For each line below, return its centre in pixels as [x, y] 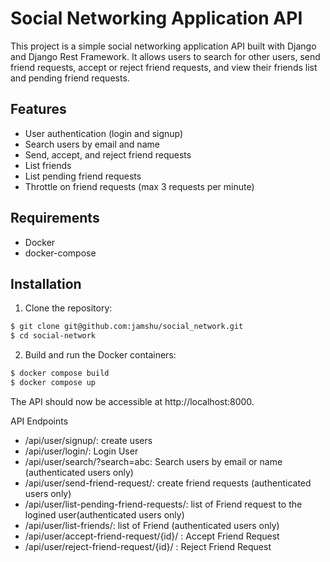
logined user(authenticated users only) [104, 514]
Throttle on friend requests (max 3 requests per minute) [139, 186]
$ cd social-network [53, 336]
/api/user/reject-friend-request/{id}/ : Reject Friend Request [148, 546]
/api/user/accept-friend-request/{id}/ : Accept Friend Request [152, 536]
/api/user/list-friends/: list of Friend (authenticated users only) [152, 525]
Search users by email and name [92, 144]
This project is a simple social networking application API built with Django [163, 46]
